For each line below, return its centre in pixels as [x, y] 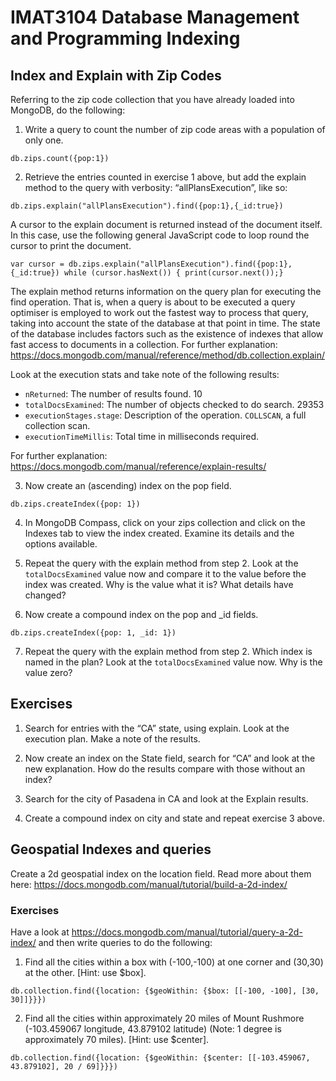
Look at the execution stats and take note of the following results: [145, 374]
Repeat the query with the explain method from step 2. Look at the [161, 563]
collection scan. [57, 425]
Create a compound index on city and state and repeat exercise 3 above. [174, 818]
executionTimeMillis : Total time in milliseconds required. [142, 436]
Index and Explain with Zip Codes [116, 75]
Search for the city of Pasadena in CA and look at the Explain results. [166, 798]
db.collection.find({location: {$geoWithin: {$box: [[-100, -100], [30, [165, 991]
